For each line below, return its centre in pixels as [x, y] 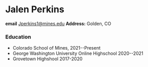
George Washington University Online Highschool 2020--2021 [78, 53]
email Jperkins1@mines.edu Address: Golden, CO [58, 24]
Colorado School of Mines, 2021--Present [56, 48]
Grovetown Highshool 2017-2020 [47, 59]
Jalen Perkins [35, 9]
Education [18, 37]
